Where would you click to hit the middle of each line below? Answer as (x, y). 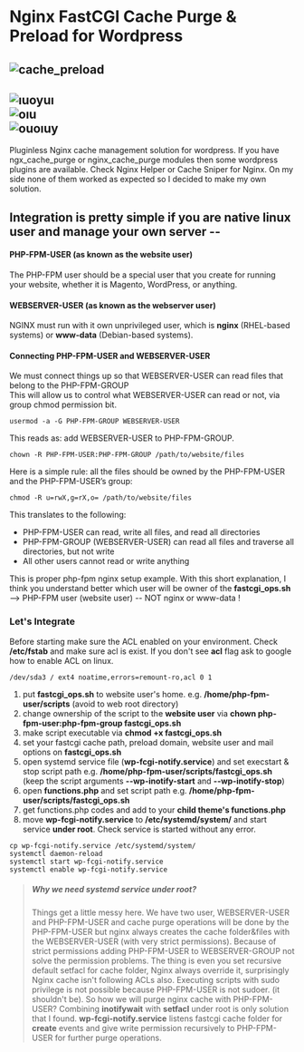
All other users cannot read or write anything (106, 561)
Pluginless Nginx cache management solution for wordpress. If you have (145, 151)
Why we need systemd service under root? (114, 890)
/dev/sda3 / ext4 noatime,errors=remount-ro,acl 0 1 (111, 677)
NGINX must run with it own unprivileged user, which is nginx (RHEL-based (150, 326)
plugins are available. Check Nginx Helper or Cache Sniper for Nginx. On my (152, 170)
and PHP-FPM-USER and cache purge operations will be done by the (160, 921)
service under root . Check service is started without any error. (139, 829)
